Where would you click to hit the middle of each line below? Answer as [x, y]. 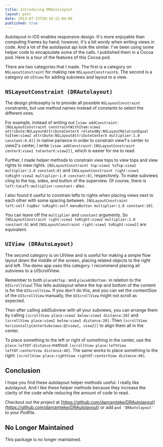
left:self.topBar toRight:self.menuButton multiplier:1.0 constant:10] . [80, 206]
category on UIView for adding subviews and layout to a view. [66, 77]
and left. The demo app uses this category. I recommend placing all [72, 265]
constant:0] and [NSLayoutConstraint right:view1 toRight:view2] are [76, 224]
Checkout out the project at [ [34, 402]
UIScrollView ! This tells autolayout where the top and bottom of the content [81, 285]
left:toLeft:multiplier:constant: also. [45, 186]
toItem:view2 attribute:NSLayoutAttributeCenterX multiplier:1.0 [72, 136]
